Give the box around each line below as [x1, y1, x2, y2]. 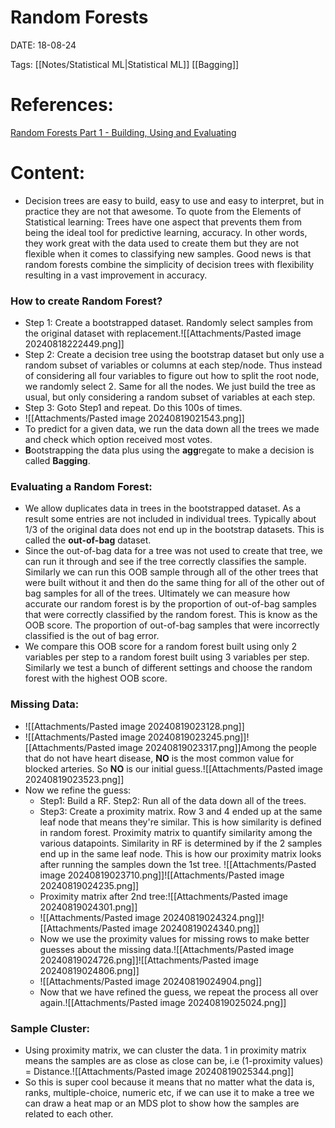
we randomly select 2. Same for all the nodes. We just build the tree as [24, 381, 316, 393]
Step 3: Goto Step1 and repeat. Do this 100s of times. [24, 402, 243, 414]
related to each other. [24, 1108, 114, 1120]
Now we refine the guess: [24, 784, 132, 796]
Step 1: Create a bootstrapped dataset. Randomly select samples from [24, 317, 314, 329]
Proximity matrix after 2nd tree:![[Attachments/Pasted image [39, 890, 288, 902]
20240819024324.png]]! [162, 911, 265, 923]
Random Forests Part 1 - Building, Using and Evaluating [10, 126, 237, 138]
